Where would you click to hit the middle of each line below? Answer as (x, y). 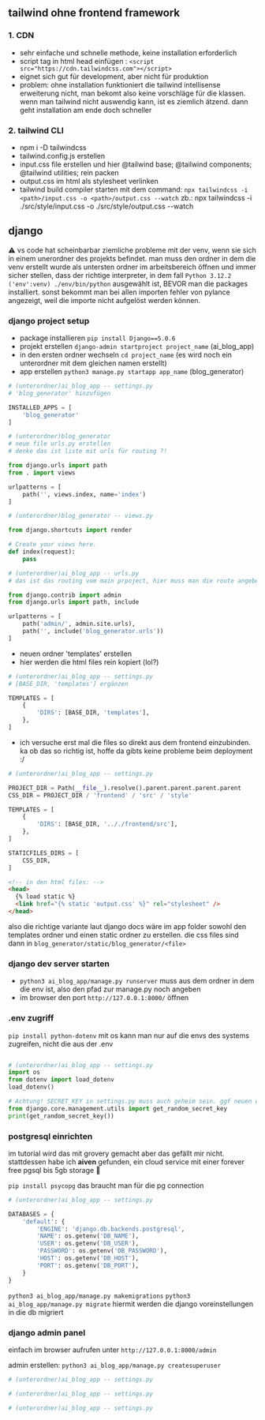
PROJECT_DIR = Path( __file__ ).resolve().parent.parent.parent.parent (125, 788)
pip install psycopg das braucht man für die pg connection (106, 1185)
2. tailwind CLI (36, 130)
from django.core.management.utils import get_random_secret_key (118, 1108)
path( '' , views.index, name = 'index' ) (84, 494)
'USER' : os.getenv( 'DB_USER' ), (88, 1244)
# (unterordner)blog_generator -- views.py (81, 516)
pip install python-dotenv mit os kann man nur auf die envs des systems (129, 1035)
